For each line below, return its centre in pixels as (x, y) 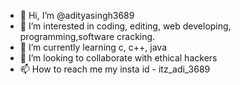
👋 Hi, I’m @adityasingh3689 (77, 15)
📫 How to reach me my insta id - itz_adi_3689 (115, 69)
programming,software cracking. (87, 36)
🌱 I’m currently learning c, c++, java (93, 47)
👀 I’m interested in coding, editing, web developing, (125, 26)
